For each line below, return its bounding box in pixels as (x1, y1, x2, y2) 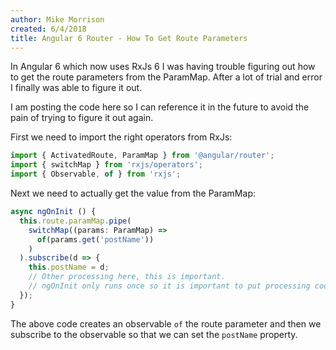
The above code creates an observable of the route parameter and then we (10, 317, 322, 330)
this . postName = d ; (28, 262, 110, 273)
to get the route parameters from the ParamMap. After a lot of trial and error (10, 71, 323, 83)
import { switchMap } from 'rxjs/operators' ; (10, 160, 203, 170)
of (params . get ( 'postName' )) (36, 234, 155, 245)
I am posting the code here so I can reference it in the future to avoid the (10, 101, 310, 113)
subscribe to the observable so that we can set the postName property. (10, 328, 298, 340)
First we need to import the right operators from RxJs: (10, 131, 233, 143)
